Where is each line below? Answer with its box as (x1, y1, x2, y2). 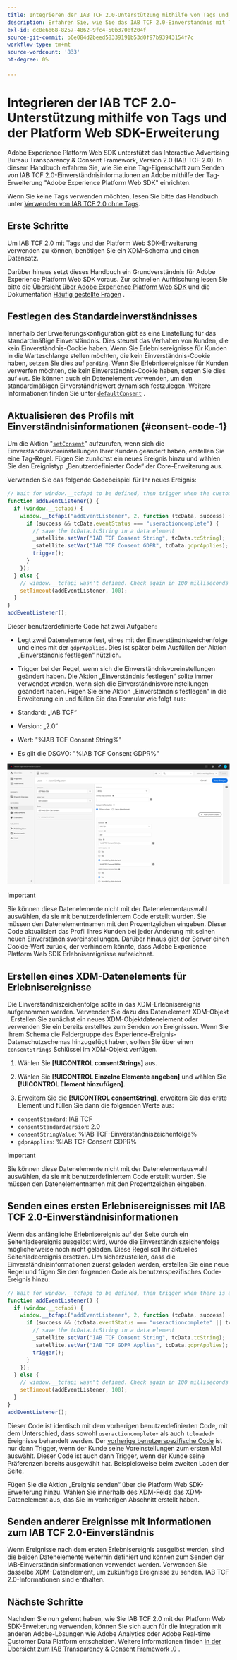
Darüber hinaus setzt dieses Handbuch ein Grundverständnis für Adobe (7, 267, 216, 275)
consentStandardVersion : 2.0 (17, 1122, 101, 1130)
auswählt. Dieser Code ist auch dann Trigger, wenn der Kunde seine (7, 1452, 205, 1460)
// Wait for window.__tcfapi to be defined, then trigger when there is (7, 1289, 226, 1296)
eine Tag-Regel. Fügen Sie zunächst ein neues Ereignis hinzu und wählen (7, 454, 221, 463)
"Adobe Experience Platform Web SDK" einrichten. (44, 178, 192, 186)
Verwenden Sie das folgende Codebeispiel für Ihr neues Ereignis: (7, 475, 197, 484)
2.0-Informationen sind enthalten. (7, 1575, 105, 1584)
